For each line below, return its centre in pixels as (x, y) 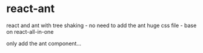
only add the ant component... (44, 43)
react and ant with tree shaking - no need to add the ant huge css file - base (101, 25)
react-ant (31, 9)
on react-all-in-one (30, 31)
